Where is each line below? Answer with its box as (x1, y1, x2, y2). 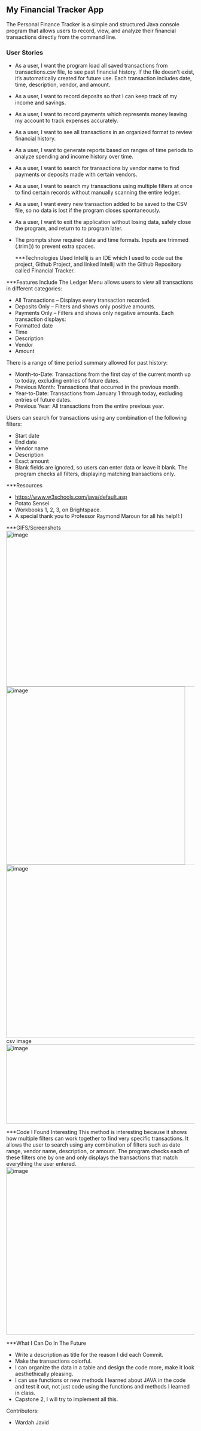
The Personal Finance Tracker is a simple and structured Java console (6, 20, 179, 28)
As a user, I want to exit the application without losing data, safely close (14, 219, 191, 226)
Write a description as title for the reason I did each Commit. (14, 1351, 163, 1359)
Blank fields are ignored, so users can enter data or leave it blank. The (14, 464, 188, 471)
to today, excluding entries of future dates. (14, 377, 120, 384)
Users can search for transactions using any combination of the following (6, 414, 187, 422)
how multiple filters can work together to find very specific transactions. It (6, 1135, 189, 1142)
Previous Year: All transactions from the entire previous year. (14, 402, 165, 410)
